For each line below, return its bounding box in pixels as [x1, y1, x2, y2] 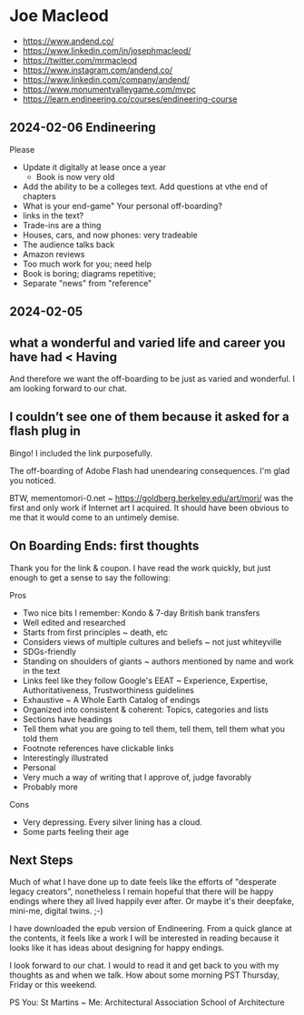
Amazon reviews [22, 248, 85, 259]
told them [22, 733, 59, 744]
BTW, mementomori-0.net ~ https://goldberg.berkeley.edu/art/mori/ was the [9, 492, 294, 503]
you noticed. [9, 475, 56, 486]
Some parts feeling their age [22, 826, 130, 837]
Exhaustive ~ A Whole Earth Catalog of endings [22, 694, 201, 705]
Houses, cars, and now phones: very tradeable [22, 229, 198, 240]
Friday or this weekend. [9, 980, 97, 990]
